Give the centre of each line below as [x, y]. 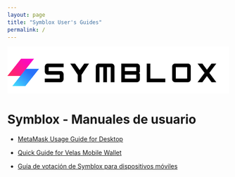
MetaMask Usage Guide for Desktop [70, 139]
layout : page [26, 15]
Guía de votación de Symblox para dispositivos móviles [97, 166]
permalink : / [26, 29]
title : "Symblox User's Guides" [55, 22]
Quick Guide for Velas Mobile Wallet [69, 152]
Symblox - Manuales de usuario [102, 120]
